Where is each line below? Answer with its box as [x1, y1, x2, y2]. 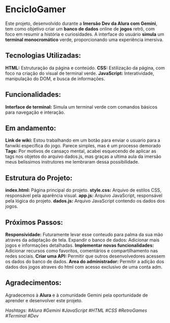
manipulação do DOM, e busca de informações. [5, 75, 105, 82]
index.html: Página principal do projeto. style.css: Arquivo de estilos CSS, [5, 187, 161, 193]
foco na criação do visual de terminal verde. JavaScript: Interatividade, [5, 70, 155, 76]
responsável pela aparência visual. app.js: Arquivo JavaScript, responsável [5, 192, 162, 199]
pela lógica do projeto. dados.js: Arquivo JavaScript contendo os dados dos [5, 198, 165, 204]
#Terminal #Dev [5, 312, 39, 318]
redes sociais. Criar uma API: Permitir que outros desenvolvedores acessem [5, 253, 165, 259]
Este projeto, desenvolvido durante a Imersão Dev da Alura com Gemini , [5, 20, 157, 26]
